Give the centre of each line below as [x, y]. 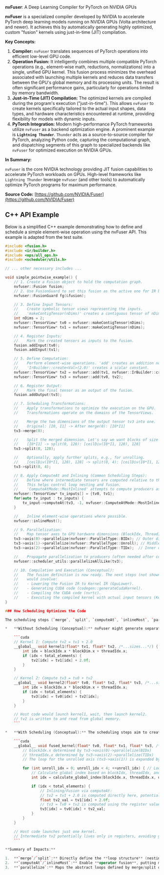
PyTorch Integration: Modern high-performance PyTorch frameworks [82, 124]
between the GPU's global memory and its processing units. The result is [85, 82]
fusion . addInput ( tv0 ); [37, 345]
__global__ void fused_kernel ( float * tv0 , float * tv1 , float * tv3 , [84, 746]
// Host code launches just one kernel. [55, 831]
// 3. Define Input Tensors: [43, 304]
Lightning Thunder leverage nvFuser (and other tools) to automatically [75, 179]
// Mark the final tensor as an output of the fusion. [74, 390]
